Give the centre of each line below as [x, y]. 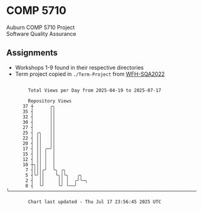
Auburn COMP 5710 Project [41, 27]
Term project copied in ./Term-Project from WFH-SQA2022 [90, 74]
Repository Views [50, 101]
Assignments [32, 53]
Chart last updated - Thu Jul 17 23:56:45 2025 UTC [95, 202]
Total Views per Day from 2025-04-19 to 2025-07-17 [95, 90]
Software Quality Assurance [41, 33]
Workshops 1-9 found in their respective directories [79, 67]
